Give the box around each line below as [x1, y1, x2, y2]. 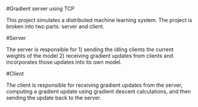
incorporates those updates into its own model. [6, 59, 122, 65]
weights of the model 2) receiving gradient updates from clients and [6, 52, 174, 59]
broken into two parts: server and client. [6, 23, 104, 30]
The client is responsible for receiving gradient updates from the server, [6, 81, 183, 89]
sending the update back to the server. [6, 95, 101, 101]
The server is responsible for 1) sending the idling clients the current [6, 46, 174, 53]
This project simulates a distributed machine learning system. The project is [6, 17, 193, 23]
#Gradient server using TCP [6, 5, 75, 12]
